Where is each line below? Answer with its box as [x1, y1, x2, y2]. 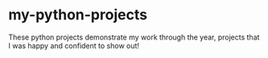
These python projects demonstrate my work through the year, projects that [8, 32, 260, 42]
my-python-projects [8, 6, 147, 24]
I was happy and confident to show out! [8, 40, 139, 50]
